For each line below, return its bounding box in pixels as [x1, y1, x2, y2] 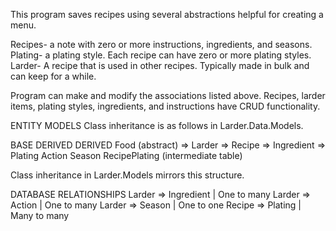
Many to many [10, 210, 70, 221]
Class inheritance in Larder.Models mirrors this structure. [10, 169, 245, 181]
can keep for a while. [10, 70, 97, 82]
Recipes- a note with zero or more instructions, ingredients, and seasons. [10, 39, 313, 50]
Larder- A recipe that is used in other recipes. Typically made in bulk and [10, 60, 310, 71]
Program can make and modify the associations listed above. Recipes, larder [10, 90, 326, 101]
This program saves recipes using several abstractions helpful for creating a [10, 9, 324, 20]
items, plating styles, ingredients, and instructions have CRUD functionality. [10, 100, 321, 112]
